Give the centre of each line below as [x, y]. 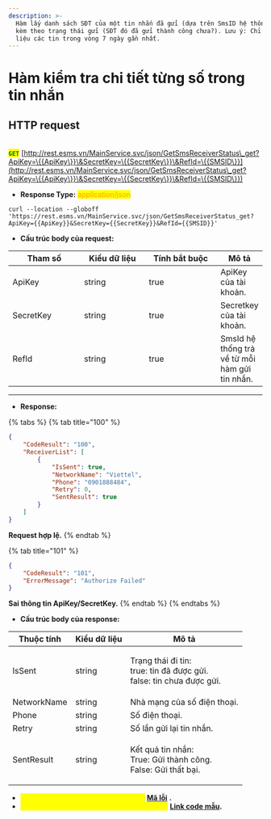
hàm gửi [236, 369]
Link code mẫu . [196, 806]
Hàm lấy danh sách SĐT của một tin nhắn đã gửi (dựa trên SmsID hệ [131, 23]
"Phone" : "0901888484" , [91, 482]
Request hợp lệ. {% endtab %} [60, 535]
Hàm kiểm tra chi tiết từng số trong [127, 78]
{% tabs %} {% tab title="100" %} [65, 422]
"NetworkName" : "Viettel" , [97, 475]
